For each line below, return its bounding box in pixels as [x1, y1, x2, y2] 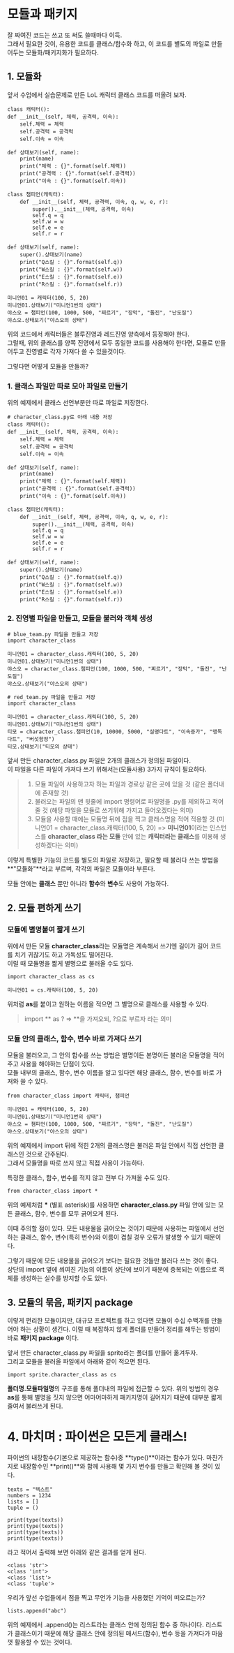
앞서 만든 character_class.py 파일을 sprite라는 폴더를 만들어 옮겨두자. [7, 1349, 198, 1357]
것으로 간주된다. [25, 1150, 69, 1159]
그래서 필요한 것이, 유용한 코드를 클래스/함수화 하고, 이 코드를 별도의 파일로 [7, 39, 210, 47]
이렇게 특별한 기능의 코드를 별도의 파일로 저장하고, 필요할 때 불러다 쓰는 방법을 [7, 856, 219, 865]
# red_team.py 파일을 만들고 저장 [7, 694, 96, 701]
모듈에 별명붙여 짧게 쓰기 [7, 925, 85, 934]
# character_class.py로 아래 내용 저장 [7, 413, 113, 421]
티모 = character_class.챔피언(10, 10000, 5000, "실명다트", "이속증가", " [7, 728, 213, 735]
